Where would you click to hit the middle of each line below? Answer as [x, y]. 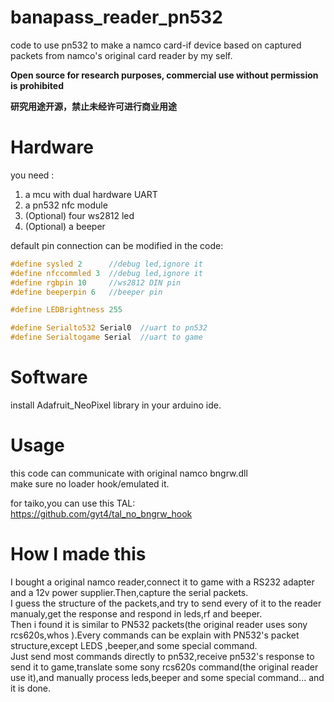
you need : [32, 175]
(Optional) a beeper [65, 226]
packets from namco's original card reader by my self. [121, 55]
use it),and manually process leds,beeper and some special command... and [167, 677]
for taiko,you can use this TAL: [73, 503]
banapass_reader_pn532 [116, 17]
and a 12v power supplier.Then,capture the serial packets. [129, 592]
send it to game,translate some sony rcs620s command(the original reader [164, 667]
